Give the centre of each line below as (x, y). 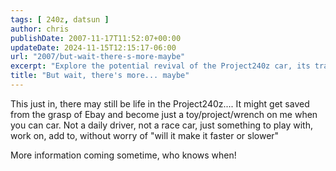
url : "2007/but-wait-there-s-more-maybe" (98, 57)
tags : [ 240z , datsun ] (60, 19)
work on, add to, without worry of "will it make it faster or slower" (145, 135)
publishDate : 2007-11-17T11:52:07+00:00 (96, 38)
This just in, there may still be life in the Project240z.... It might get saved (160, 103)
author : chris (40, 29)
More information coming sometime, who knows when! (123, 155)
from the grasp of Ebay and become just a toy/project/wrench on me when (164, 114)
